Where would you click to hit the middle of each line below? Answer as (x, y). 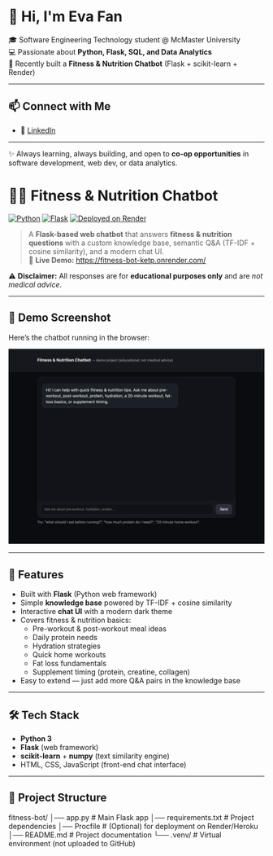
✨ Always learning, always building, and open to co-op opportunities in (129, 153)
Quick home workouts (69, 655)
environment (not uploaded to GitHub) (72, 843)
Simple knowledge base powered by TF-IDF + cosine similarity (126, 603)
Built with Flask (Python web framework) (89, 595)
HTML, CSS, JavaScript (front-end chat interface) (103, 765)
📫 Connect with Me (60, 106)
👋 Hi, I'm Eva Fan (66, 17)
